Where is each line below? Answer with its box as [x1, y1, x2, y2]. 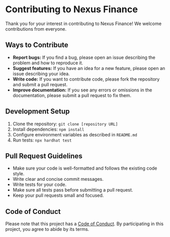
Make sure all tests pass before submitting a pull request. [12, 187, 134, 193]
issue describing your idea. [12, 70, 70, 77]
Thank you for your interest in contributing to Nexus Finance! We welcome [5, 20, 162, 27]
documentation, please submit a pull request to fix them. [12, 92, 132, 98]
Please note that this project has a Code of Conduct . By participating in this [5, 221, 164, 227]
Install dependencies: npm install [12, 126, 84, 132]
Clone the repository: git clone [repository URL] [12, 121, 118, 127]
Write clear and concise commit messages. [12, 176, 104, 182]
